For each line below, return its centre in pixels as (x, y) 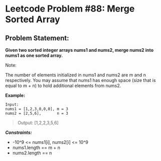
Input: (12, 105)
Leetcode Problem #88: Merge (70, 9)
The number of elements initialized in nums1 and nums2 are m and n (76, 75)
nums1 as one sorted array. (34, 55)
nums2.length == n (32, 153)
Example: (15, 95)
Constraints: (19, 132)
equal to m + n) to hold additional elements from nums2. (63, 86)
